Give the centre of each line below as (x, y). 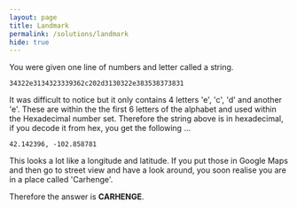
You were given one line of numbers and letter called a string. (121, 67)
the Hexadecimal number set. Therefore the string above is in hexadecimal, (146, 119)
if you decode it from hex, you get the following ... (100, 128)
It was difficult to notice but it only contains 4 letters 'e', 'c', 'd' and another (145, 100)
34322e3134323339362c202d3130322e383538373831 (97, 84)
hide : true (29, 42)
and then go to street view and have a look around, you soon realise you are (148, 170)
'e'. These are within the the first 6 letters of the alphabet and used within (143, 109)
